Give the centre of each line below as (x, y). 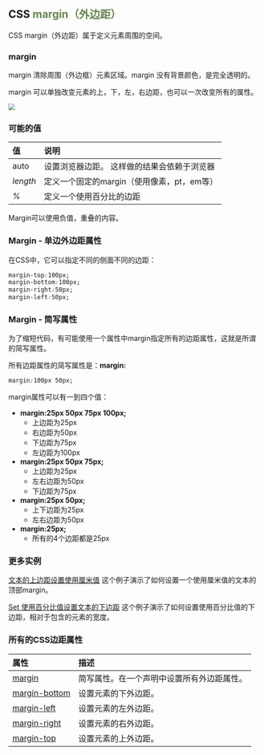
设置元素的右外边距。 (118, 723)
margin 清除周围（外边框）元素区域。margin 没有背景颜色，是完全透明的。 (132, 75)
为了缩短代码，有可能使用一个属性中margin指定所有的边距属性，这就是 (125, 339)
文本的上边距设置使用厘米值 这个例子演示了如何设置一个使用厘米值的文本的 (132, 580)
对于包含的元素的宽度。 (75, 617)
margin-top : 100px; (39, 275)
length (24, 181)
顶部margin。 (30, 590)
